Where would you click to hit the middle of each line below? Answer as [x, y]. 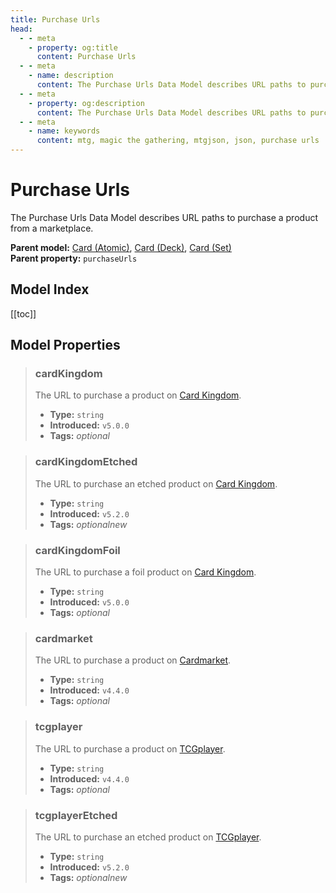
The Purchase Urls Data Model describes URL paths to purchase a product [164, 217]
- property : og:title [73, 47]
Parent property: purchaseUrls [74, 258]
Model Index [50, 289]
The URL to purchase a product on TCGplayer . [130, 748]
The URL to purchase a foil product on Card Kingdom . [145, 572]
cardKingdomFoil [77, 550]
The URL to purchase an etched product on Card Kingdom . [156, 483]
